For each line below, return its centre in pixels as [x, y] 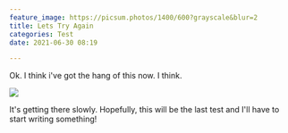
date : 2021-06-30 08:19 [54, 42]
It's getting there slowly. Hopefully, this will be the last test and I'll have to [144, 110]
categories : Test [42, 34]
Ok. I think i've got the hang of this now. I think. [96, 76]
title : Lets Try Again [51, 26]
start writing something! [53, 119]
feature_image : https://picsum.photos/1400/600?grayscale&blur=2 [133, 17]
